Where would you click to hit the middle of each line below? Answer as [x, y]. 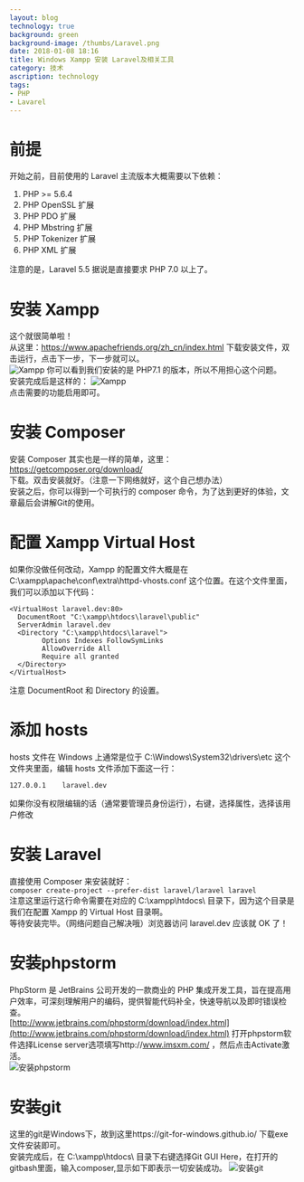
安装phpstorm [63, 963]
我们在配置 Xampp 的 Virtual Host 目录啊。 [89, 912]
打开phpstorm [257, 1033]
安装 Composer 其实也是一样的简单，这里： [90, 459]
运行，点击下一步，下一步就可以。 [81, 359]
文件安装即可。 [37, 1145]
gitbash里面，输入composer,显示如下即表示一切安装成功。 [119, 1168]
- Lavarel [28, 102]
